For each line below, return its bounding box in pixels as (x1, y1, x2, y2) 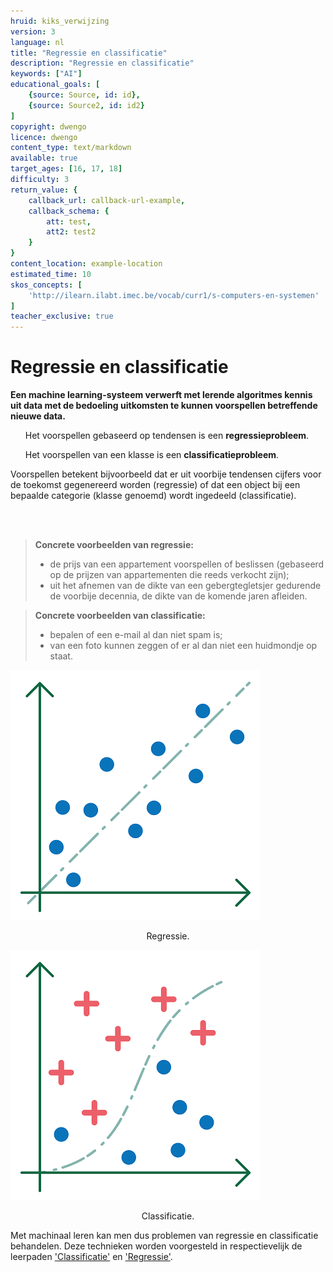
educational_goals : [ (10, 80, 101, 90)
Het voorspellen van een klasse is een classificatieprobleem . (24, 449, 280, 461)
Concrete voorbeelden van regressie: (34, 539, 194, 551)
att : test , (46, 216, 92, 227)
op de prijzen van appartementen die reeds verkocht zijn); (49, 569, 290, 581)
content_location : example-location (10, 259, 163, 269)
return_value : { (10, 185, 78, 195)
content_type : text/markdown (10, 143, 132, 153)
